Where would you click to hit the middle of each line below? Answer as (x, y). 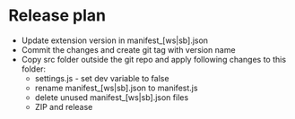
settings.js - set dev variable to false (102, 78)
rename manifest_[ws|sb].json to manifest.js (116, 88)
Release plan (57, 16)
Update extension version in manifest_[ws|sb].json (114, 40)
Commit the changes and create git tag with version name (128, 49)
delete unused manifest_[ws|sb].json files (112, 97)
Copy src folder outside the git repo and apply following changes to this (154, 59)
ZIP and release (64, 106)
